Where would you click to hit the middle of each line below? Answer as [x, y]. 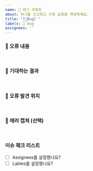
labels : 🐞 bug [20, 23]
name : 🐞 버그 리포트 [24, 10]
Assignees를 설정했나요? [36, 157]
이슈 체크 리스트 [23, 145]
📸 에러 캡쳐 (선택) [24, 121]
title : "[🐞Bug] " [23, 19]
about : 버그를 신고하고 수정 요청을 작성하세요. [47, 14]
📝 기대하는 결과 [22, 71]
